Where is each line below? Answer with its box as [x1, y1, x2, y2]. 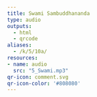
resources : [7, 55, 38, 61]
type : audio [7, 16, 41, 23]
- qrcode [13, 36, 38, 42]
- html [13, 29, 32, 36]
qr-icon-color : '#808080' [7, 80, 81, 87]
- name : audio [7, 61, 48, 68]
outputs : [7, 23, 32, 29]
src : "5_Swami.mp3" [13, 67, 69, 74]
